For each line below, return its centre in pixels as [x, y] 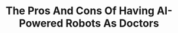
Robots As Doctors [112, 23]
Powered [41, 23]
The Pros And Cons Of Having [80, 11]
